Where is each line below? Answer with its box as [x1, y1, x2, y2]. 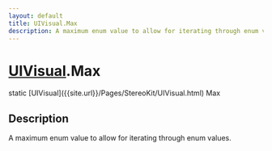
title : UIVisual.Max [8, 19, 79, 27]
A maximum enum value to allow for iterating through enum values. [8, 133, 232, 143]
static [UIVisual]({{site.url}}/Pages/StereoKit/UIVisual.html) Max [8, 88, 221, 98]
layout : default [8, 11, 63, 20]
